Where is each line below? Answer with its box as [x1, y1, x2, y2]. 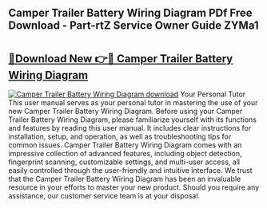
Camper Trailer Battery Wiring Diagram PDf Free [8, 6, 253, 20]
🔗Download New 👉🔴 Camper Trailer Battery [8, 52, 233, 65]
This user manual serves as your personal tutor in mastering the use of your [8, 98, 258, 107]
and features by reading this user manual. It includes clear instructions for [8, 124, 252, 132]
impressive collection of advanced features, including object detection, [8, 149, 242, 158]
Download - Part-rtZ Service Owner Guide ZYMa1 [8, 19, 259, 33]
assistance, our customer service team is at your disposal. [8, 191, 201, 200]
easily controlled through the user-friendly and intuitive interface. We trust [8, 166, 253, 175]
